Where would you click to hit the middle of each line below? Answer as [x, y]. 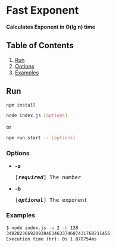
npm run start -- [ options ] [41, 138]
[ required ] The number [48, 177]
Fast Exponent [43, 10]
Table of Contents [40, 46]
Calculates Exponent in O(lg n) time [51, 27]
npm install [21, 105]
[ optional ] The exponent [51, 200]
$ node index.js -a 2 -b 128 [42, 228]
